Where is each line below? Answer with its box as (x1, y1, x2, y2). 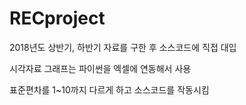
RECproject (9, 7, 106, 30)
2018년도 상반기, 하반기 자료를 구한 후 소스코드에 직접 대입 (9, 41, 237, 53)
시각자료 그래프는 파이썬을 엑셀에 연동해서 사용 (9, 62, 192, 74)
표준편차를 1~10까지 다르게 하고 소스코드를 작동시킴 (9, 83, 210, 96)
